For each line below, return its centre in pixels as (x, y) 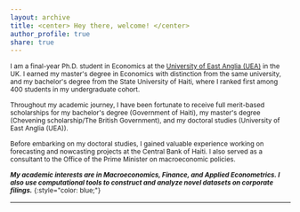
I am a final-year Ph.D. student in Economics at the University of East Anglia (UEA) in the (145, 67)
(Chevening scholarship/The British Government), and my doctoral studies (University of (145, 121)
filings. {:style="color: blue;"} (56, 191)
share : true (32, 42)
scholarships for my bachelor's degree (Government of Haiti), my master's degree (135, 113)
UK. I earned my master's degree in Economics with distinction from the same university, (146, 75)
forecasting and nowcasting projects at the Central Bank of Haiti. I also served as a (137, 152)
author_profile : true (50, 34)
